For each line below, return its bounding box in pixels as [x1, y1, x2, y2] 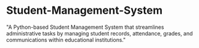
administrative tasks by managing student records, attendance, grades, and [6, 29, 193, 37]
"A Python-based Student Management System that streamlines [6, 23, 164, 31]
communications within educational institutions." [6, 36, 126, 43]
